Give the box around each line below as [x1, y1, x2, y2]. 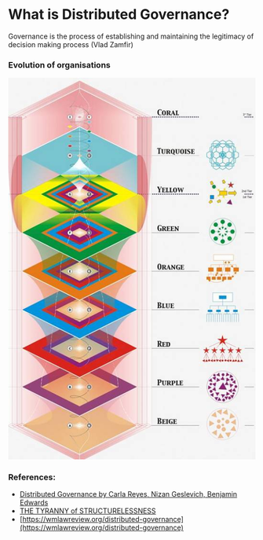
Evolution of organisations [8, 59, 111, 70]
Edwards [19, 498, 49, 508]
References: [8, 472, 57, 483]
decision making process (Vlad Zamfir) [8, 39, 133, 49]
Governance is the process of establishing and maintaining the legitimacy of [8, 31, 254, 41]
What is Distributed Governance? [8, 6, 230, 24]
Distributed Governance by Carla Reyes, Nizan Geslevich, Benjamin [19, 490, 238, 499]
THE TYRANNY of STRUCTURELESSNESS [19, 506, 156, 516]
